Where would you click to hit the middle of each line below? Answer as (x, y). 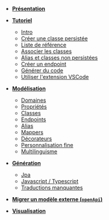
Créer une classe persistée (54, 38)
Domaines (33, 100)
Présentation (29, 9)
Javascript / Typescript (50, 181)
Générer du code (42, 71)
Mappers (32, 132)
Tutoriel (22, 20)
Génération (26, 163)
